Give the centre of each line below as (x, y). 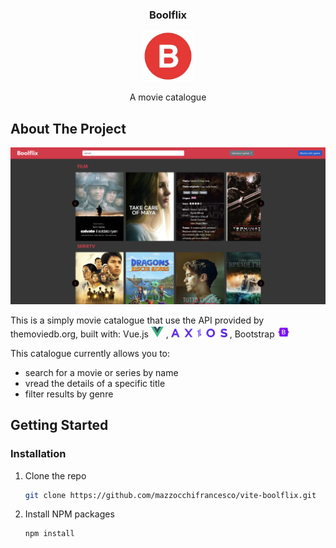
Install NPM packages (69, 514)
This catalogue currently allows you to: (90, 353)
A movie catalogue (168, 97)
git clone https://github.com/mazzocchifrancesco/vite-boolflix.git (170, 495)
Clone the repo (55, 475)
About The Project (68, 128)
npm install (49, 534)
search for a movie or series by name (101, 372)
